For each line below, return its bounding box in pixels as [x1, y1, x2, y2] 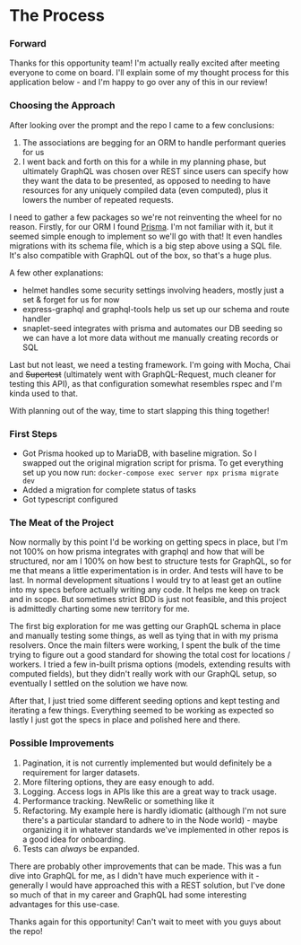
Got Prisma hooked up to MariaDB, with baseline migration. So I [21, 448, 257, 459]
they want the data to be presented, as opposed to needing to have [21, 175, 271, 186]
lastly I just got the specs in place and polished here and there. [9, 714, 241, 725]
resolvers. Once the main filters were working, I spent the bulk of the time [9, 640, 280, 651]
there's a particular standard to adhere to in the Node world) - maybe [21, 814, 278, 826]
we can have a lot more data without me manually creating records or [21, 332, 279, 343]
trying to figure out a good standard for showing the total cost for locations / [9, 650, 291, 661]
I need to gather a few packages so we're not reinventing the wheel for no [9, 212, 282, 223]
